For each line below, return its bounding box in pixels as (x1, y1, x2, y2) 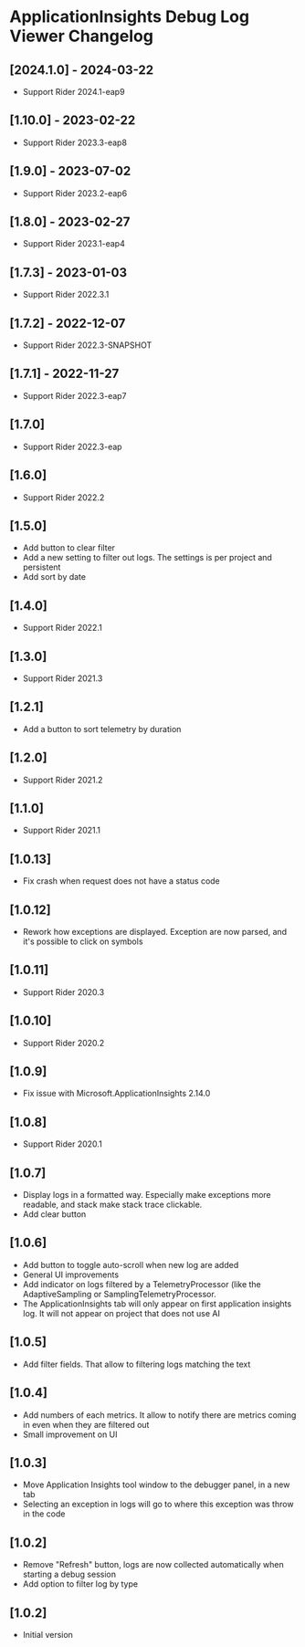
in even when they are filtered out (22, 1419, 150, 1430)
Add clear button (22, 1209, 87, 1220)
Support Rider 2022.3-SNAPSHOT (22, 340, 152, 351)
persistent (22, 561, 61, 572)
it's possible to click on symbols (22, 936, 143, 947)
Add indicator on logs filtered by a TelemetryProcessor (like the (22, 1278, 262, 1289)
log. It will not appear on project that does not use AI (22, 1307, 221, 1318)
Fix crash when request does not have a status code (22, 876, 221, 886)
